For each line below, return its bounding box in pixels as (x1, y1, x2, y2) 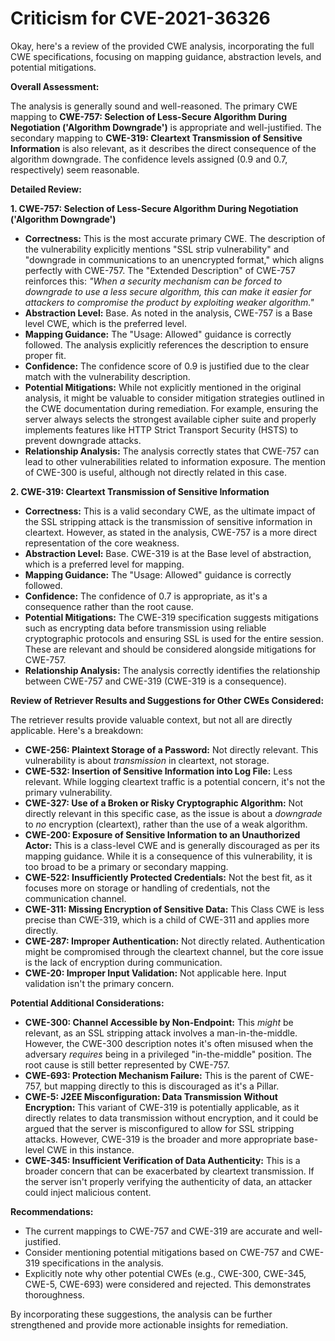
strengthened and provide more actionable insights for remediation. (10, 1318, 289, 1331)
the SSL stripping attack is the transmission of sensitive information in (24, 515, 313, 527)
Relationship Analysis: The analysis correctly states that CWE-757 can (24, 445, 320, 457)
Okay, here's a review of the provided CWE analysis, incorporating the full (10, 40, 315, 52)
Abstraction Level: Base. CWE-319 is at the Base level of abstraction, (24, 547, 312, 559)
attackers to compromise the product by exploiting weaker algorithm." (24, 296, 315, 308)
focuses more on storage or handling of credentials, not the (24, 882, 271, 894)
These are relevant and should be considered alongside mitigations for (24, 643, 317, 655)
